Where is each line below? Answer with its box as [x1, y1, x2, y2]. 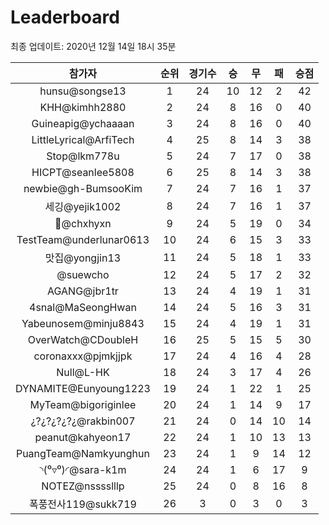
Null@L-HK [56, 365, 110, 379]
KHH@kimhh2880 [39, 100, 127, 114]
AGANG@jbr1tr [47, 284, 119, 298]
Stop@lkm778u [46, 149, 120, 163]
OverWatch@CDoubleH [27, 332, 139, 346]
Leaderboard [10, 6, 120, 29]
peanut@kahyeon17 [34, 430, 132, 444]
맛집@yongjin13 [44, 251, 122, 265]
